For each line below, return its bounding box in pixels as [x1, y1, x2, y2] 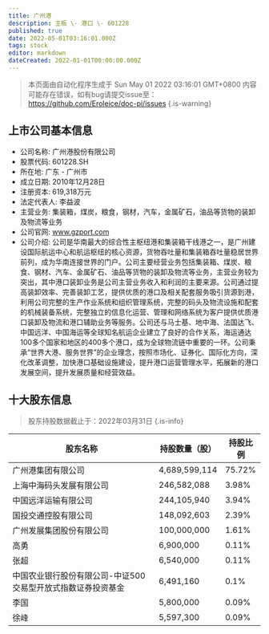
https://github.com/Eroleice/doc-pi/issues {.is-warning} [27, 98, 212, 108]
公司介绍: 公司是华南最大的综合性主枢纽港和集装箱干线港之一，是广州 [19, 237, 249, 246]
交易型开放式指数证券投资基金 [12, 582, 126, 593]
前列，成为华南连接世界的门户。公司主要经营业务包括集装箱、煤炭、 [19, 257, 245, 266]
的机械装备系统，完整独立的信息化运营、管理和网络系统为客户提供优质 [19, 307, 252, 317]
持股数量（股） [159, 443, 216, 454]
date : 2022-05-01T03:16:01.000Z [8, 34, 116, 43]
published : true [8, 26, 62, 35]
